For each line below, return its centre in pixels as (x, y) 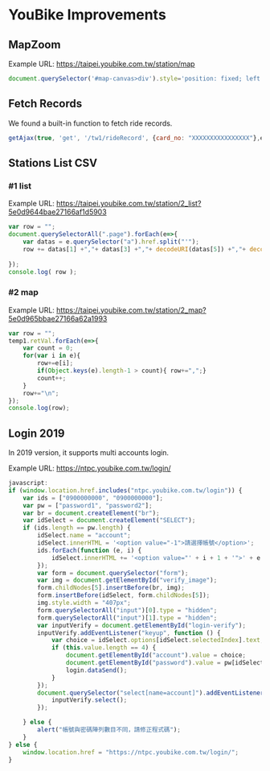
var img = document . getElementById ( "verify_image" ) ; (127, 580)
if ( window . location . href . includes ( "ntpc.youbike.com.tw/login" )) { (125, 490)
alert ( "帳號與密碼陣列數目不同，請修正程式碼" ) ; (109, 730)
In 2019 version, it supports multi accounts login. (89, 453)
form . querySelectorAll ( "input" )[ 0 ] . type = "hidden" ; (127, 610)
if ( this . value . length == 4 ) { (104, 648)
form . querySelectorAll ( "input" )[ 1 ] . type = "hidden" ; (127, 618)
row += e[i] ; (55, 363)
